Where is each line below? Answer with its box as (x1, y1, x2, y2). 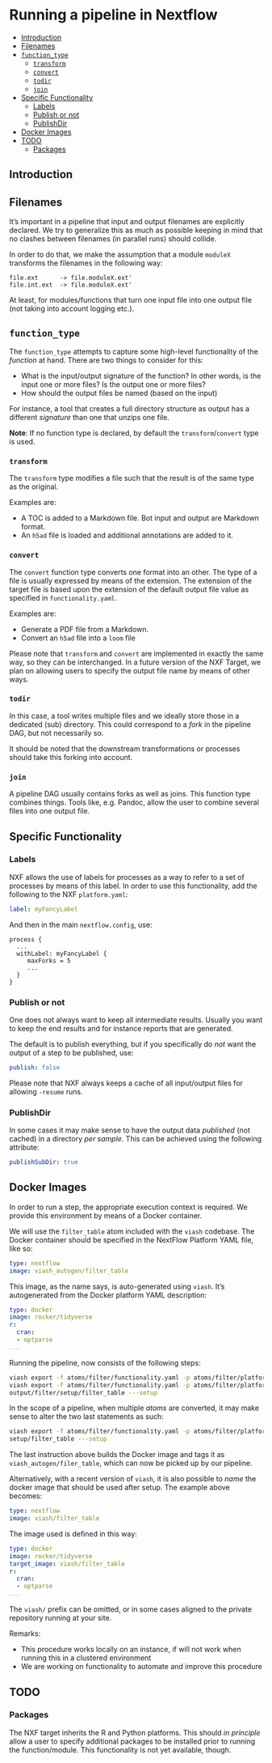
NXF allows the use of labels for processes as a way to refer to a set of (9, 872, 245, 882)
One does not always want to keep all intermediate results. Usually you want (9, 1015, 263, 1025)
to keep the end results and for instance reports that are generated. (9, 1024, 233, 1033)
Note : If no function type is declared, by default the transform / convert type (9, 427, 259, 438)
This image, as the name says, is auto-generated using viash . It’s (9, 1281, 225, 1291)
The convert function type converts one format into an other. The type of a (9, 567, 257, 576)
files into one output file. (9, 806, 90, 816)
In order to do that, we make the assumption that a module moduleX (9, 249, 231, 260)
